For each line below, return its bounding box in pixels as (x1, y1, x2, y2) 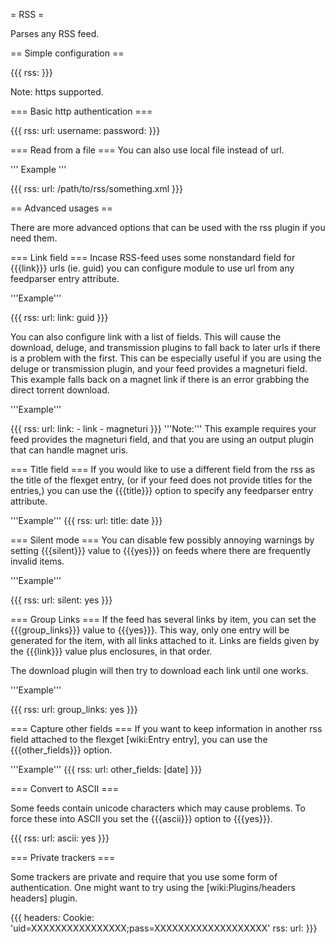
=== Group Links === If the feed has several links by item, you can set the (10, 614, 317, 625)
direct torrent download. (10, 384, 110, 396)
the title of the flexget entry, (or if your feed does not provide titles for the (10, 474, 313, 486)
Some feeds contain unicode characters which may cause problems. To (10, 802, 306, 814)
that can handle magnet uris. (10, 444, 129, 456)
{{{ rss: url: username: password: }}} (10, 125, 161, 136)
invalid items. (10, 555, 65, 567)
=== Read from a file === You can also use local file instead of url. (10, 144, 285, 156)
